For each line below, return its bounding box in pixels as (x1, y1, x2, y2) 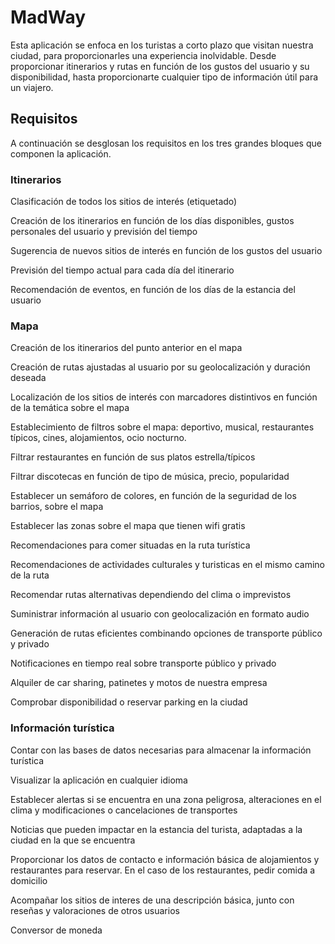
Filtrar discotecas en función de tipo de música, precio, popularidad (10, 471, 290, 483)
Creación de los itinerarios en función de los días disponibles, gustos (10, 215, 295, 227)
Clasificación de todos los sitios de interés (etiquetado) (10, 196, 238, 208)
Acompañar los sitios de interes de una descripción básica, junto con (10, 894, 295, 906)
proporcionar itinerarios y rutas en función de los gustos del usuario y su (10, 60, 310, 72)
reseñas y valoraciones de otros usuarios (10, 904, 180, 916)
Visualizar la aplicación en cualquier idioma (10, 774, 188, 786)
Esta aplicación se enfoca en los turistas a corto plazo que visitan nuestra (10, 39, 314, 51)
